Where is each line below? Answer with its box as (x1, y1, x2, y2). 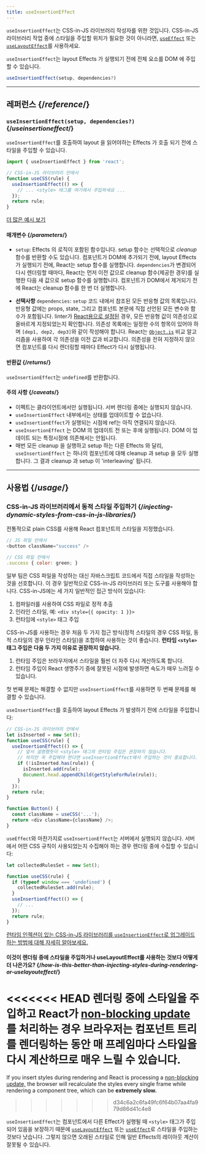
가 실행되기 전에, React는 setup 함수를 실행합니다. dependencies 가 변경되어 (15, 261, 196, 269)
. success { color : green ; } (6, 560, 78, 567)
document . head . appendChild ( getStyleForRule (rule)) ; (22, 772, 158, 778)
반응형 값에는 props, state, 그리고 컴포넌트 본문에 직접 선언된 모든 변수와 (15, 305, 189, 312)
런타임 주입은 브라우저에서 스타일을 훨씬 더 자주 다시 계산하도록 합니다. (15, 657, 184, 664)
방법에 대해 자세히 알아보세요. (17, 939, 88, 946)
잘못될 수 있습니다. (6, 1141, 51, 1148)
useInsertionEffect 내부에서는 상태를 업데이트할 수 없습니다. (15, 411, 164, 418)
